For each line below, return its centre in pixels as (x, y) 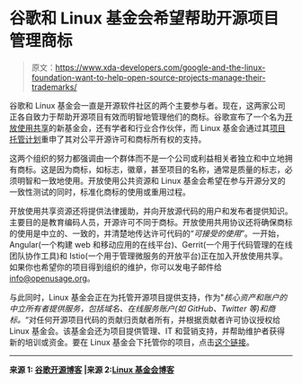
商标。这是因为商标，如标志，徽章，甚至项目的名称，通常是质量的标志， (151, 169)
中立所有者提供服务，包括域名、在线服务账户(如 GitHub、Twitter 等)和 (138, 308)
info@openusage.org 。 (53, 278)
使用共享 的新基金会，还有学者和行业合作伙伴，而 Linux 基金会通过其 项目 (151, 127)
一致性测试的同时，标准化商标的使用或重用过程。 (100, 192)
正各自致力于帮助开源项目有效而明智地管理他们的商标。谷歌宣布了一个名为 (147, 117)
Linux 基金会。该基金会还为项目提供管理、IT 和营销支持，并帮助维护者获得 (147, 331)
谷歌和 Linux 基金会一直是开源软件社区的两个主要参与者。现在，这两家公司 (147, 105)
